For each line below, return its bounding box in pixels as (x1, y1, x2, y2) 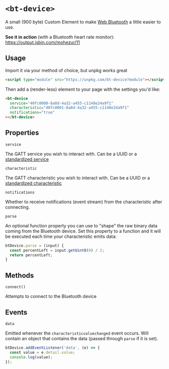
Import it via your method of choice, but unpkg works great (5, 67, 128, 73)
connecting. (5, 204, 30, 210)
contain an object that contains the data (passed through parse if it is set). (5, 335, 158, 341)
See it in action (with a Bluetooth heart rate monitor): (5, 34, 115, 40)
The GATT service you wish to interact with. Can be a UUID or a (5, 151, 137, 157)
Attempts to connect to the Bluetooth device (5, 293, 97, 299)
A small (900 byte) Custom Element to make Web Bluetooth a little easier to (5, 19, 161, 25)
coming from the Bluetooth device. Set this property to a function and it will (5, 228, 161, 234)
